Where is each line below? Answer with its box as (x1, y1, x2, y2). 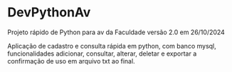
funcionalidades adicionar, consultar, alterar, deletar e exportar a (7, 49, 197, 58)
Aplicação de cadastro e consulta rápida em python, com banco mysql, (7, 41, 217, 50)
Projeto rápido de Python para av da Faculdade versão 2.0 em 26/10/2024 (7, 28, 226, 36)
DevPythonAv (7, 4, 91, 21)
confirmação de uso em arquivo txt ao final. (7, 56, 135, 65)
